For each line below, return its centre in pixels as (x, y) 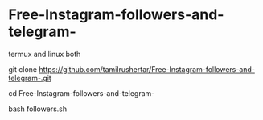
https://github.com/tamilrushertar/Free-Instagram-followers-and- (147, 69)
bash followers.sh (37, 109)
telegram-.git (30, 78)
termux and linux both (45, 54)
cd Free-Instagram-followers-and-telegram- (82, 93)
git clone (23, 69)
